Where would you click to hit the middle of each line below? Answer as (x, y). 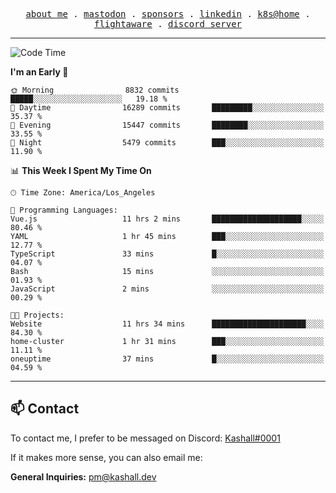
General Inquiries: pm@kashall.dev (83, 476)
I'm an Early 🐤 (39, 72)
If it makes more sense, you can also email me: (106, 457)
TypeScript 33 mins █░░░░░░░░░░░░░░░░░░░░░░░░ (167, 254)
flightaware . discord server (168, 24)
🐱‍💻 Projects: (37, 315)
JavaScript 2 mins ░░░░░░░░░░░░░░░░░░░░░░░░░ (167, 289)
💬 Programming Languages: (64, 210)
